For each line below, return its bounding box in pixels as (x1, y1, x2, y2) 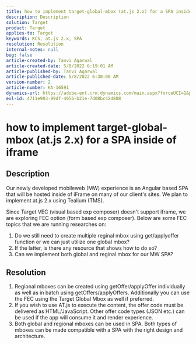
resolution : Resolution (6, 42, 64, 47)
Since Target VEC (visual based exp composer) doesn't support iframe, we (6, 208, 186, 215)
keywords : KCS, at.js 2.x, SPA (6, 36, 82, 42)
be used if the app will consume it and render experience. (14, 314, 153, 321)
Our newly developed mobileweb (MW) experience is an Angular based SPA (6, 184, 188, 191)
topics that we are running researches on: (6, 221, 107, 228)
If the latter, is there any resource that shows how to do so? (14, 244, 157, 252)
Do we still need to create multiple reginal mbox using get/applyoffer (14, 232, 180, 239)
